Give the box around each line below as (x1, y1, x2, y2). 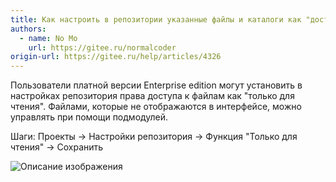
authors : (10, 24, 47, 34)
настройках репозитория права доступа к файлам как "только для (10, 90, 295, 102)
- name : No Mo (19, 33, 78, 43)
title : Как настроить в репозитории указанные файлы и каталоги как (10, 14, 302, 25)
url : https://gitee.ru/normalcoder (28, 42, 177, 53)
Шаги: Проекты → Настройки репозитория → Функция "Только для (10, 131, 298, 143)
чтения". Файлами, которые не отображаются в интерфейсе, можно (10, 101, 302, 113)
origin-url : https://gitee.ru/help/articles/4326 (10, 52, 222, 62)
